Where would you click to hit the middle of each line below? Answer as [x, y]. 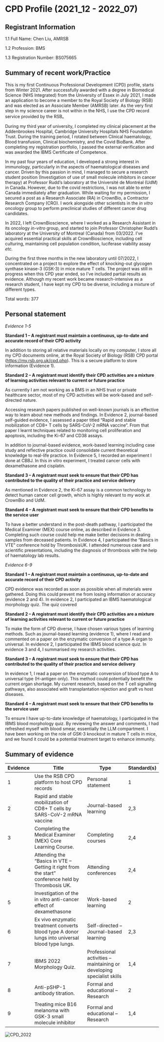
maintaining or [103, 964]
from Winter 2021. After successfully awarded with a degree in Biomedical [80, 90]
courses [96, 841]
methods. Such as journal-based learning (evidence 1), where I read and [78, 633]
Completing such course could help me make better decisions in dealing [78, 534]
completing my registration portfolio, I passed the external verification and [80, 147]
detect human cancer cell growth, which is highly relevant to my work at [77, 495]
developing [100, 970]
